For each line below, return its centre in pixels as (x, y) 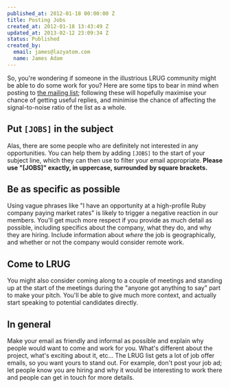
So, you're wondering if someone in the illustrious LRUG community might (112, 78)
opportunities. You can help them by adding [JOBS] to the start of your (106, 153)
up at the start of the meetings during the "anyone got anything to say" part (114, 288)
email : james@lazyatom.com (52, 52)
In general (29, 324)
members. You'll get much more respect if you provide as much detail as (110, 221)
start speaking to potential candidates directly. (73, 303)
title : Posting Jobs (37, 20)
